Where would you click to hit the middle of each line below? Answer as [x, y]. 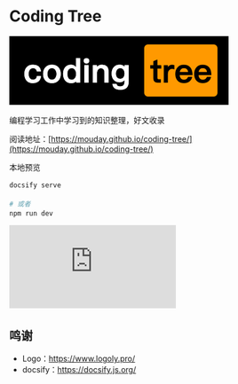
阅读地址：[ [30, 138]
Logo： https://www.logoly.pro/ [79, 359]
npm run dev [31, 213]
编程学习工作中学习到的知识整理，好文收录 [87, 120]
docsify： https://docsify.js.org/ [79, 370]
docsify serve [36, 185]
